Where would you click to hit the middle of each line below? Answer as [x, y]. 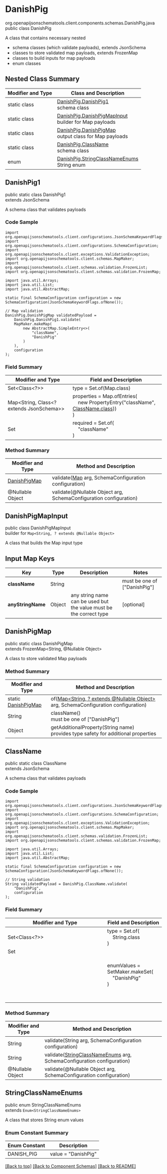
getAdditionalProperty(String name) [92, 727]
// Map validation [24, 311]
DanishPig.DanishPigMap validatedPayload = [51, 315]
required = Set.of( [93, 423]
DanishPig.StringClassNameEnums [98, 159]
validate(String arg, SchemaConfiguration [93, 1040]
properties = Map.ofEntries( [105, 396]
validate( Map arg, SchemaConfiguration [99, 478]
